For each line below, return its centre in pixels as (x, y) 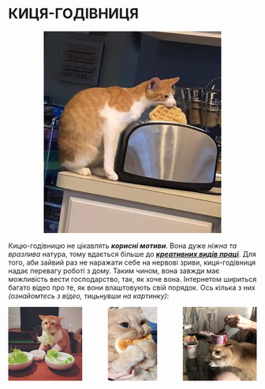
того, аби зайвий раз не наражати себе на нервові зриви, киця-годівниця (132, 262)
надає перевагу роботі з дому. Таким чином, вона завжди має (114, 270)
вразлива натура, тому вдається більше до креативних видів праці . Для (132, 254)
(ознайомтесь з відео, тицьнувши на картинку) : (89, 295)
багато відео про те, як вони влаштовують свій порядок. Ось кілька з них (132, 287)
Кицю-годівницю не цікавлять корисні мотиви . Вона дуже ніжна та (123, 246)
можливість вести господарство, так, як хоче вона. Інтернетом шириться (132, 279)
